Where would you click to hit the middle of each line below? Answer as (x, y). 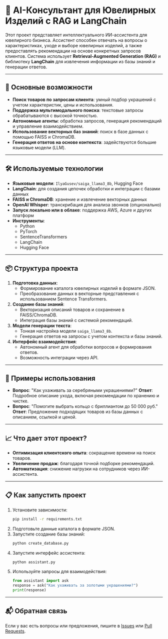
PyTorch (28, 231)
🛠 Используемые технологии (54, 169)
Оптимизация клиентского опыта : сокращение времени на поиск (84, 453)
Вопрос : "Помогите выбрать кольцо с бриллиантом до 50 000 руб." (85, 406)
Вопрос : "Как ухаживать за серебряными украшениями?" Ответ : (83, 390)
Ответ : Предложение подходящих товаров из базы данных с (78, 412)
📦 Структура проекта (42, 268)
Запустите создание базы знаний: (48, 534)
